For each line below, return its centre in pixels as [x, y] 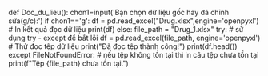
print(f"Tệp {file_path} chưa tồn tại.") [69, 63]
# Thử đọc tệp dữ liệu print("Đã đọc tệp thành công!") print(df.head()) [123, 46]
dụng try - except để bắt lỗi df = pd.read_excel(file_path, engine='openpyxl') [134, 38]
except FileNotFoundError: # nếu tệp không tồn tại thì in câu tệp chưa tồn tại [134, 55]
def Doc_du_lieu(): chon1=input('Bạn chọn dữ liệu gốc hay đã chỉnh [119, 12]
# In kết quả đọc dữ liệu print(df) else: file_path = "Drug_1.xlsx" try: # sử [126, 29]
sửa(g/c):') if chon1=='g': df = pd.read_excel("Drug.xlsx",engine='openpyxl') [134, 21]
